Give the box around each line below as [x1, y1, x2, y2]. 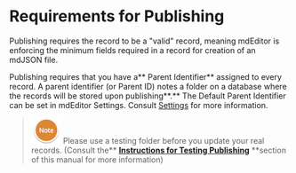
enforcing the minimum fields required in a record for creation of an [9, 44, 256, 55]
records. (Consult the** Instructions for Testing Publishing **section [30, 145, 287, 155]
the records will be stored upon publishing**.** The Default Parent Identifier [9, 90, 286, 101]
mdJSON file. [9, 54, 59, 65]
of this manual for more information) [30, 153, 164, 165]
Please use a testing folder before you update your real [62, 135, 265, 145]
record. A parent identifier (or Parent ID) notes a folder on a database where [9, 81, 287, 91]
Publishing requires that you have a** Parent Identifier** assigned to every [9, 71, 283, 82]
